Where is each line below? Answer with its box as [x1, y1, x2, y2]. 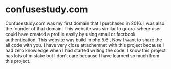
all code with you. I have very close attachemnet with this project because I [5, 42, 164, 48]
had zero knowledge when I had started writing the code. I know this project [5, 47, 166, 53]
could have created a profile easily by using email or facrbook [5, 31, 136, 37]
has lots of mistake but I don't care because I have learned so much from [5, 52, 160, 59]
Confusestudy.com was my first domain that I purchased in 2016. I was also [5, 20, 165, 26]
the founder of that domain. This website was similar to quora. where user [5, 25, 161, 31]
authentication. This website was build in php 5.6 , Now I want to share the [5, 37, 162, 43]
